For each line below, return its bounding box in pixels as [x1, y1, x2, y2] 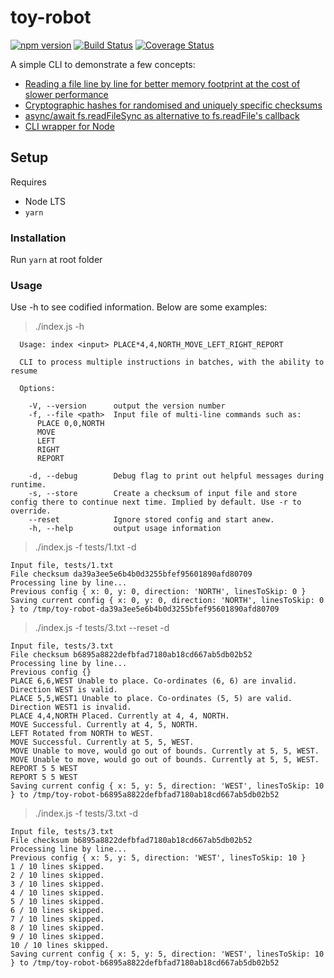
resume [10, 366, 38, 376]
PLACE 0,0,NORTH [36, 419, 105, 429]
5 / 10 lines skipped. [10, 897, 105, 907]
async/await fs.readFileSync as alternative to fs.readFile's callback [24, 109, 300, 121]
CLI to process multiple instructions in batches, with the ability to [19, 357, 325, 368]
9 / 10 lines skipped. [10, 932, 105, 942]
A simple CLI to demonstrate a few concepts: [10, 58, 196, 70]
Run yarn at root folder [10, 254, 103, 266]
